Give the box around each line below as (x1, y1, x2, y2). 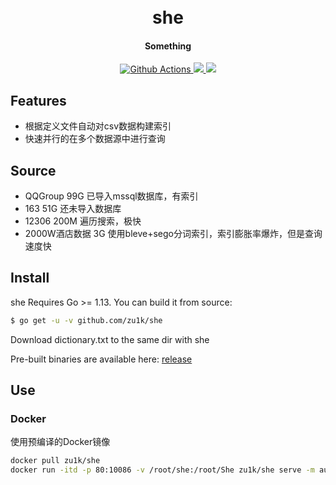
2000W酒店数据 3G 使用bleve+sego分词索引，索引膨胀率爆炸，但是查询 (24, 228, 323, 240)
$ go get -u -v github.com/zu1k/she (10, 315, 163, 325)
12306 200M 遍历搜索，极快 (24, 215, 142, 227)
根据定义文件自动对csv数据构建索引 (24, 120, 172, 132)
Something (144, 40, 192, 52)
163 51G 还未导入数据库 (24, 203, 122, 215)
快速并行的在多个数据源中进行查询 (24, 133, 166, 145)
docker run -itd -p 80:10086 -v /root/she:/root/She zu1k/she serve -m (10, 465, 315, 475)
